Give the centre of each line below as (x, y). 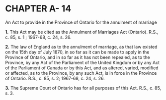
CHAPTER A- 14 (38, 9)
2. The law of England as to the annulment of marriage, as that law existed (81, 47)
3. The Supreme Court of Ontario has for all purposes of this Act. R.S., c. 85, (83, 88)
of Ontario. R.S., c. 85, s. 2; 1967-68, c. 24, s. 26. (55, 78)
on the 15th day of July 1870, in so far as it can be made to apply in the (77, 52)
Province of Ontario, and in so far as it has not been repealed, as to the (78, 57)
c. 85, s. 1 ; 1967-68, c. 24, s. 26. (39, 37)
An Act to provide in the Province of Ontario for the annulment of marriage (81, 22)
